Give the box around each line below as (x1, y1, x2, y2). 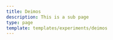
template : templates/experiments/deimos (6, 25, 108, 31)
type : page (6, 19, 33, 25)
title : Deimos (6, 8, 42, 15)
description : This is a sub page (6, 14, 89, 20)
